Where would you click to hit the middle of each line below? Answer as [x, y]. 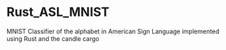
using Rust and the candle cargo [53, 38]
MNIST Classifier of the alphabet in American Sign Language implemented [113, 31]
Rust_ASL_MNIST [58, 12]
